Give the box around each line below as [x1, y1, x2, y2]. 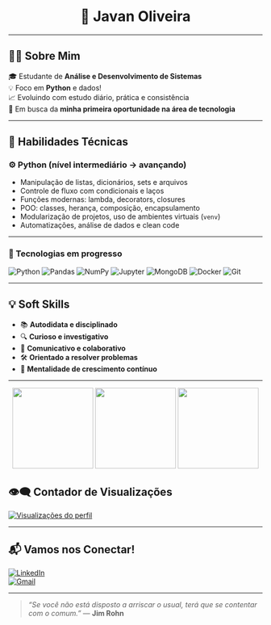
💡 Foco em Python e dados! [8, 82, 102, 92]
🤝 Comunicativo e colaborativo [19, 343, 127, 353]
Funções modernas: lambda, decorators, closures [19, 195, 186, 204]
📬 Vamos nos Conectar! [8, 543, 135, 556]
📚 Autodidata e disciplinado [19, 319, 119, 329]
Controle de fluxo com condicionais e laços [19, 186, 165, 196]
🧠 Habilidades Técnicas [8, 135, 129, 149]
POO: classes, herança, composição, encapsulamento [19, 203, 200, 213]
